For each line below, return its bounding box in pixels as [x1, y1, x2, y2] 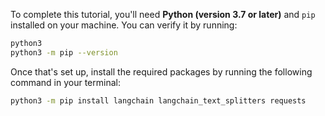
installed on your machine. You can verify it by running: [10, 19, 238, 31]
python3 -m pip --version [10, 47, 118, 58]
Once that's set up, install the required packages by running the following [10, 65, 313, 78]
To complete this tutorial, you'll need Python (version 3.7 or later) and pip [10, 9, 316, 20]
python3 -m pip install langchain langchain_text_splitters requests [10, 95, 307, 106]
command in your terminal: [10, 76, 121, 88]
